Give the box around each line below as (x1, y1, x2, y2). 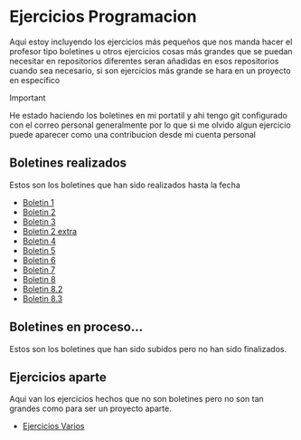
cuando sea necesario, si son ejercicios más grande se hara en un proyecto (9, 65, 291, 76)
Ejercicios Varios (22, 421, 85, 432)
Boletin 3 (22, 215, 56, 227)
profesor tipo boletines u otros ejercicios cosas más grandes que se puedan (9, 45, 293, 56)
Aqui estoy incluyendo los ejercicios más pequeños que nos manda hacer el (9, 36, 293, 47)
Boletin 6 (22, 254, 56, 265)
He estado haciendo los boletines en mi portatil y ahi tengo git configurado (9, 110, 287, 120)
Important (9, 92, 46, 103)
